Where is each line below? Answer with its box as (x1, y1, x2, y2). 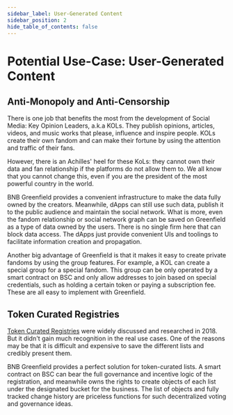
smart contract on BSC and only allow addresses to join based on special (7, 273, 217, 282)
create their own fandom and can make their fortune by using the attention (7, 137, 221, 145)
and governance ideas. (7, 400, 73, 408)
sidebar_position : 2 (7, 17, 67, 24)
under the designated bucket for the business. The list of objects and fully (7, 385, 219, 393)
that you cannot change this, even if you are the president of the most (7, 172, 207, 181)
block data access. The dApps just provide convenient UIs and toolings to (7, 230, 218, 239)
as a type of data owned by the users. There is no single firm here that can (7, 222, 221, 231)
